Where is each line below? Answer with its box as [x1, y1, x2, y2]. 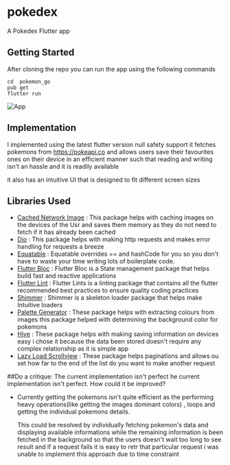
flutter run [7, 90, 41, 97]
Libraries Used [7, 195, 71, 206]
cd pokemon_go [7, 78, 51, 85]
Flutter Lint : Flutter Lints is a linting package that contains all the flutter [16, 279, 218, 287]
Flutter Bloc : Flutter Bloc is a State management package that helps [16, 265, 209, 273]
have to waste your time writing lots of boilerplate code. [16, 257, 175, 265]
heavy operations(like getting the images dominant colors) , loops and [16, 401, 216, 409]
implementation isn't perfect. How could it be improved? [7, 380, 166, 388]
